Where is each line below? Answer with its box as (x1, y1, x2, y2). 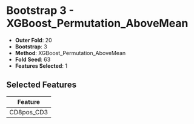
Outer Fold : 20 (15, 36, 53, 44)
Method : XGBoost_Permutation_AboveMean (15, 49, 126, 56)
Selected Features (6, 80, 77, 90)
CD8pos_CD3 (9, 108, 48, 116)
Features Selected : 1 (15, 62, 68, 70)
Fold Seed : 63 (15, 56, 51, 63)
